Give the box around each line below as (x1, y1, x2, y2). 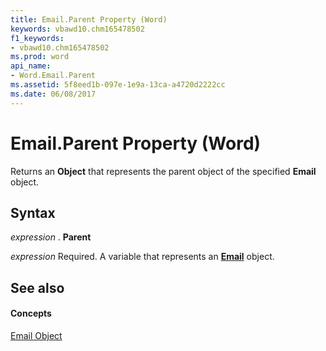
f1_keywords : (10, 33, 65, 43)
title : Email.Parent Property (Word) (10, 14, 168, 25)
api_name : (10, 61, 52, 71)
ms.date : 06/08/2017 (10, 89, 97, 99)
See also (10, 279, 65, 296)
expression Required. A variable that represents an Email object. (10, 251, 275, 263)
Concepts (10, 307, 52, 320)
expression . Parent (10, 231, 92, 243)
